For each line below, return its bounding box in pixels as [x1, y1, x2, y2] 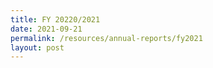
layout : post [10, 42, 65, 53]
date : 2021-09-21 [10, 24, 83, 34]
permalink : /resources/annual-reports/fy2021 [10, 33, 203, 43]
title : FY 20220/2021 [10, 14, 101, 25]
